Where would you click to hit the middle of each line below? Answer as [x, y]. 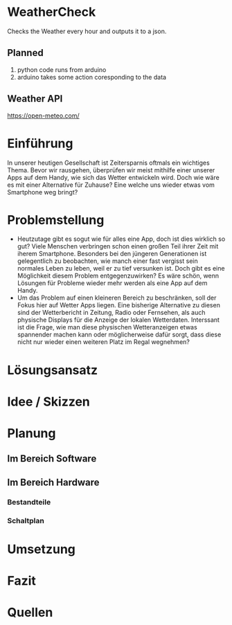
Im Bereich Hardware [53, 482]
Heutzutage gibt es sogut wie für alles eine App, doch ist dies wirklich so [121, 239]
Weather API [35, 99]
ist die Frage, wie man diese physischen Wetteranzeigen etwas [107, 327]
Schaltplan [26, 520]
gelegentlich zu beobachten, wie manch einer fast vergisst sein [108, 261]
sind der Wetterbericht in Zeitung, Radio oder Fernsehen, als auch [111, 313]
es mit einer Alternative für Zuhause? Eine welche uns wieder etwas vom [111, 185]
